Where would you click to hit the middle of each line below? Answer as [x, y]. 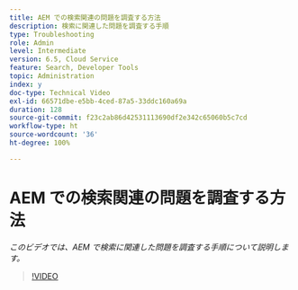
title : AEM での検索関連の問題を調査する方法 [86, 18]
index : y [26, 84]
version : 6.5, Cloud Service [64, 59]
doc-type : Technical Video [60, 92]
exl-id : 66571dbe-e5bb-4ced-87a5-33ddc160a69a [98, 101]
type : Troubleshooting [52, 34]
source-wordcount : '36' [54, 135]
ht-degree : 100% [40, 143]
